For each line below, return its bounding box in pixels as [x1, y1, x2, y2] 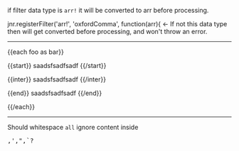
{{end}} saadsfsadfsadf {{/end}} [7, 89, 102, 97]
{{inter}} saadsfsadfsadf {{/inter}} [7, 75, 107, 84]
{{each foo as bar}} [7, 47, 64, 56]
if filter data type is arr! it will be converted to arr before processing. [7, 6, 209, 14]
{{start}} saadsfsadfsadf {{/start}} [7, 62, 107, 69]
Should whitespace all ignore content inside [7, 123, 139, 131]
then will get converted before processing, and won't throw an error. [7, 28, 208, 35]
